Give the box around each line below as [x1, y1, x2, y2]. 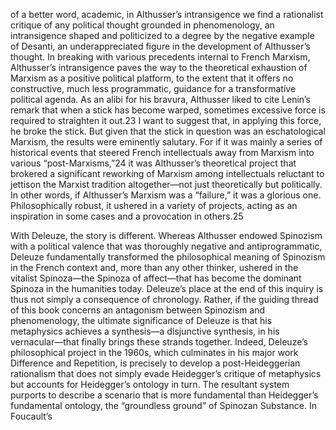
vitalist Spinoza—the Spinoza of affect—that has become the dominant [10, 272, 302, 284]
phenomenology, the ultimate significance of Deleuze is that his [10, 315, 273, 326]
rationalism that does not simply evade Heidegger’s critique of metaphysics [10, 368, 322, 379]
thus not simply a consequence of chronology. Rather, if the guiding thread [10, 294, 319, 305]
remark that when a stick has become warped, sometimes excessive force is [10, 104, 326, 116]
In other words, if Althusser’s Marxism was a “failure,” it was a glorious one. [10, 189, 322, 201]
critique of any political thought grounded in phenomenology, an [10, 19, 275, 31]
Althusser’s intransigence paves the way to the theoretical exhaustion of [10, 62, 308, 73]
